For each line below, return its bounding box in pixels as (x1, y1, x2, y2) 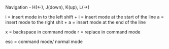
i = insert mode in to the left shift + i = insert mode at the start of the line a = (5, 14, 164, 19)
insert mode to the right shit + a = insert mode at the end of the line (5, 19, 146, 25)
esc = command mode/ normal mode (5, 38, 83, 44)
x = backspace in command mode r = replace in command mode (5, 29, 141, 34)
